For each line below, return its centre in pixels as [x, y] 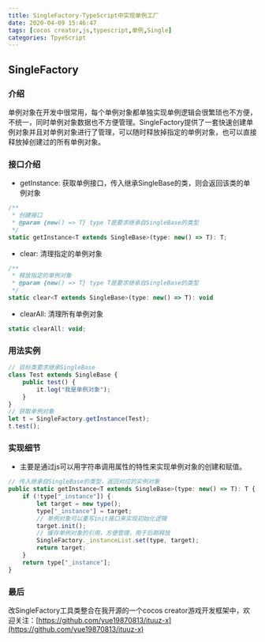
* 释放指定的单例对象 [42, 276]
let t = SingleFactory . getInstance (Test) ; [79, 419]
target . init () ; [62, 526]
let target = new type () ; [79, 504]
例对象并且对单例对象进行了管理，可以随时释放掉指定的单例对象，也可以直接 [132, 132]
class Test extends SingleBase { [63, 375]
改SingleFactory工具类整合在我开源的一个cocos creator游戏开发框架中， [126, 610]
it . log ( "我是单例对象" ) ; [74, 389]
